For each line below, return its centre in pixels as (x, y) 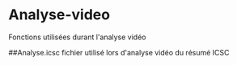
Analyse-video (59, 15)
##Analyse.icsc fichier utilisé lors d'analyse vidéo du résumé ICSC (119, 52)
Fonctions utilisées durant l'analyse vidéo (77, 37)
